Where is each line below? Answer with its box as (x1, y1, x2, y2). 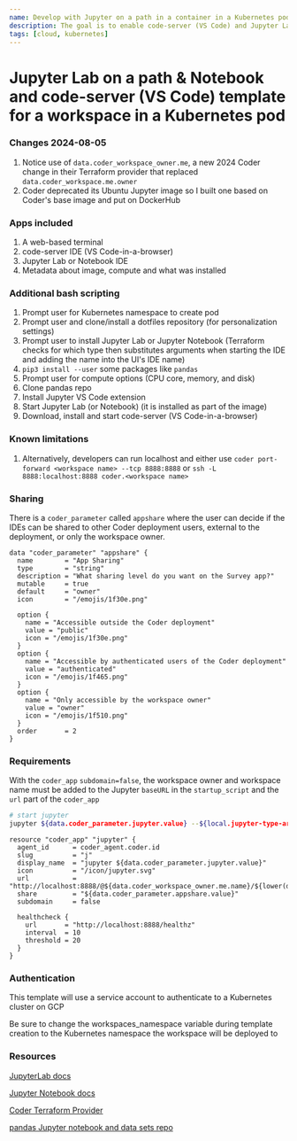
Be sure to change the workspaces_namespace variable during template (9, 1019, 273, 1029)
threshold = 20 (25, 936, 81, 945)
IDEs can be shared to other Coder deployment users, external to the (9, 522, 261, 532)
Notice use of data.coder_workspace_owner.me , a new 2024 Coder (21, 157, 261, 167)
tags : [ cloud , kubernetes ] (9, 29, 109, 38)
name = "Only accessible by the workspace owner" (25, 696, 212, 705)
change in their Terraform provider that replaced (21, 166, 199, 177)
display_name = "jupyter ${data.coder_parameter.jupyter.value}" (17, 858, 267, 868)
